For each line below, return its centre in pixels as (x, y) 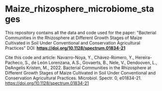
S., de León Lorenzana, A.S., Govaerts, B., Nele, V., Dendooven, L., (91, 62)
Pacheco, (15, 62)
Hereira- (144, 57)
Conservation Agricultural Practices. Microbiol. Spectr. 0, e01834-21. (73, 78)
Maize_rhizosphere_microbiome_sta (80, 9)
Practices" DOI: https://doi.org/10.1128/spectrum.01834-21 (65, 48)
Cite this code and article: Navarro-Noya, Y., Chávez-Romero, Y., (70, 57)
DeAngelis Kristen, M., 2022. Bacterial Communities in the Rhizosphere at (78, 68)
